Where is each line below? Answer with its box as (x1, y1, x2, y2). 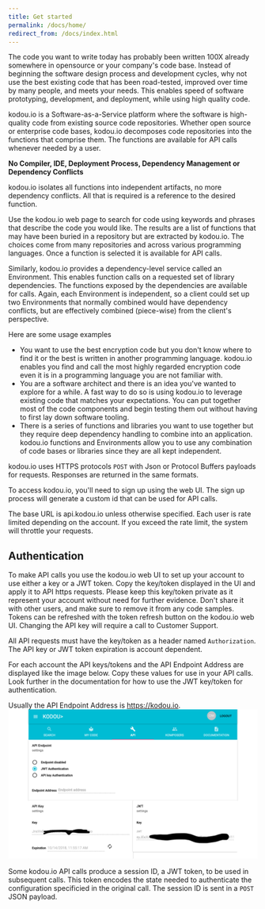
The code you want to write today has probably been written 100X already (8, 52, 250, 62)
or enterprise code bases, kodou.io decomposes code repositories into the (8, 127, 252, 136)
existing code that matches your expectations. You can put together (19, 396, 241, 405)
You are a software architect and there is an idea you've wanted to (19, 379, 237, 389)
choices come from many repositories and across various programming (8, 240, 241, 250)
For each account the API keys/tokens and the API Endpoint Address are (8, 660, 244, 669)
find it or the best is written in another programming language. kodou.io (19, 354, 253, 363)
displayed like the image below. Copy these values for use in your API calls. (8, 669, 254, 678)
